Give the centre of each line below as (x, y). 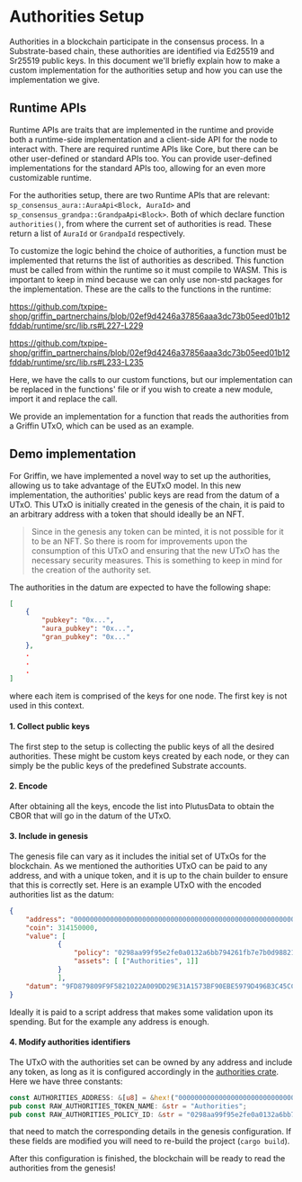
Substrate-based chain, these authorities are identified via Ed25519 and (142, 50)
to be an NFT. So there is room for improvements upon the (139, 541)
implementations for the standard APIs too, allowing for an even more (138, 167)
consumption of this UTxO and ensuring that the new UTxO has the (155, 550)
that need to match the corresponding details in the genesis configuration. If (151, 1132)
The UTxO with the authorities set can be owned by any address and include (151, 1062)
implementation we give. (55, 79)
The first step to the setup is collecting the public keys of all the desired (142, 746)
